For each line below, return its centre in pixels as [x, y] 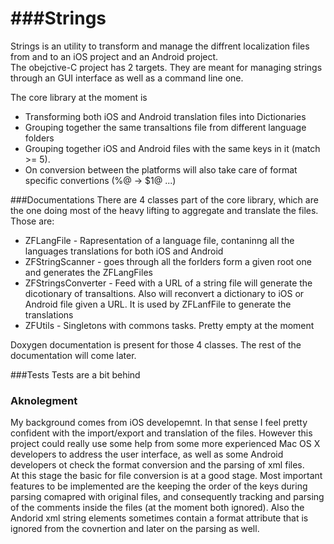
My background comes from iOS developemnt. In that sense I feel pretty [159, 423]
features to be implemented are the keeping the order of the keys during [159, 486]
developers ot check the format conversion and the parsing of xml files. [157, 465]
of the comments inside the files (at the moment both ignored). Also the [157, 508]
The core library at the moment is [79, 97]
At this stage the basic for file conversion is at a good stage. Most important [166, 476]
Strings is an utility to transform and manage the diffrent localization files [160, 46]
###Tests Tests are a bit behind [75, 374]
